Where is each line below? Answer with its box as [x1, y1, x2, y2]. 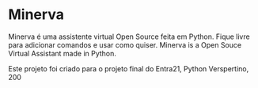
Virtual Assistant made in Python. [8, 48, 117, 58]
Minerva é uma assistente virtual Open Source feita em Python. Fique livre [8, 32, 251, 41]
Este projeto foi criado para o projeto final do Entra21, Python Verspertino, [8, 63, 249, 73]
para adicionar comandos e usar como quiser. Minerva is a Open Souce [8, 40, 242, 49]
